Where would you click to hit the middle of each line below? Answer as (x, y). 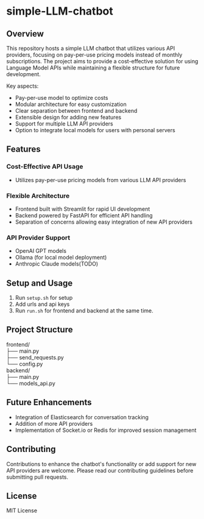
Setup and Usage (40, 283)
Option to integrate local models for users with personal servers (95, 130)
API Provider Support (38, 238)
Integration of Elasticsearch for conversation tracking (82, 417)
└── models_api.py (31, 383)
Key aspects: (23, 86)
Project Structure (40, 330)
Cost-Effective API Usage (45, 167)
